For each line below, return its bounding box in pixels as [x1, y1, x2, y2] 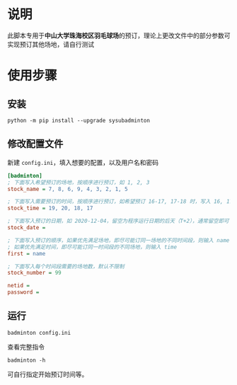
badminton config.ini [7, 329, 71, 336]
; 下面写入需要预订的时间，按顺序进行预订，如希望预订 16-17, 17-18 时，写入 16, [7, 198, 224, 205]
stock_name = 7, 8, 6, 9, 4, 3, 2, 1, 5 [7, 185, 129, 192]
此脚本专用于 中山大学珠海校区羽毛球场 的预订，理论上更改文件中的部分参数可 [7, 31, 231, 40]
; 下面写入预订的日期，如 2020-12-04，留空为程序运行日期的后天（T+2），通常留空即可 [7, 217, 229, 225]
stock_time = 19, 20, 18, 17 [7, 205, 93, 212]
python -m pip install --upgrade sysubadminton [7, 117, 151, 124]
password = [7, 289, 40, 296]
